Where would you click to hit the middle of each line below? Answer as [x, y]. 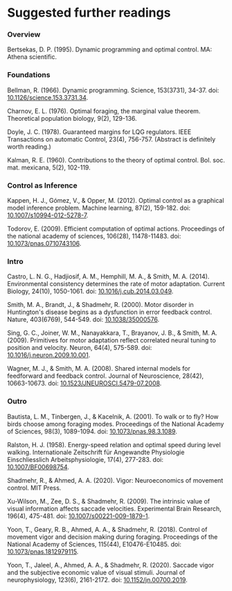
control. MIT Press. [34, 488]
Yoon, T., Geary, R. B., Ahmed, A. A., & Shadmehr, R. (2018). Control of [107, 529]
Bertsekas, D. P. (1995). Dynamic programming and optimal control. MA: [110, 49]
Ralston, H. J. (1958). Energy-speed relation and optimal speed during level [114, 444]
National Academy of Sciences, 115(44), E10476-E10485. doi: [95, 544]
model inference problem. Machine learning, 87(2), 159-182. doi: [99, 208]
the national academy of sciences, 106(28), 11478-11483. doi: [94, 236]
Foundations [29, 75]
